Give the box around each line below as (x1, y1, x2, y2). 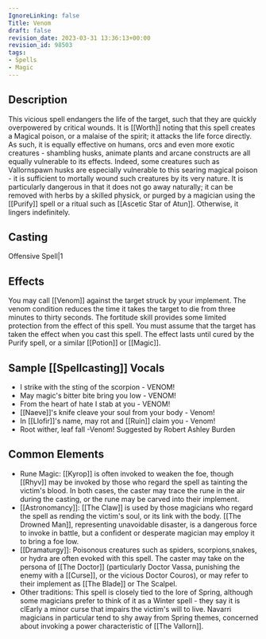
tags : (8, 49, 26, 57)
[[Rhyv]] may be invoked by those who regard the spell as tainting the (19, 477, 248, 487)
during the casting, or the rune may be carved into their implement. (19, 494, 240, 504)
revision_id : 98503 (8, 41, 73, 49)
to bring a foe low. (19, 536, 79, 546)
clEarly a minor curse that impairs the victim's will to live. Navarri (19, 604, 232, 614)
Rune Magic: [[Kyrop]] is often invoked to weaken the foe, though (19, 468, 234, 478)
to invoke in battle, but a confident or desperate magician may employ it (19, 527, 255, 538)
